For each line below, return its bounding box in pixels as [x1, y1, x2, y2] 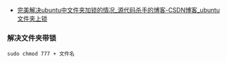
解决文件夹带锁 [7, 33, 57, 42]
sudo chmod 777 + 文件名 [7, 51, 75, 58]
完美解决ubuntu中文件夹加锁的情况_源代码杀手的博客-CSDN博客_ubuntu [16, 6, 220, 14]
